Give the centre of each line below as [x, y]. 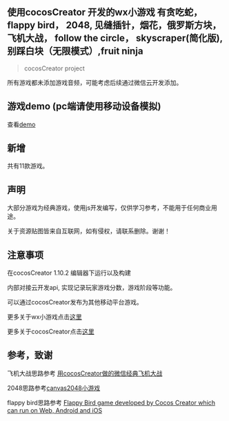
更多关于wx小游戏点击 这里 [45, 317]
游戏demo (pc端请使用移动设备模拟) [84, 107]
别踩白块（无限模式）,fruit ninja [75, 51]
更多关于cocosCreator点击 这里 [51, 332]
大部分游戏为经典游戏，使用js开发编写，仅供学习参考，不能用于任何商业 [109, 208]
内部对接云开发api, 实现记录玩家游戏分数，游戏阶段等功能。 [92, 288]
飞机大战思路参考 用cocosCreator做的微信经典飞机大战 [85, 373]
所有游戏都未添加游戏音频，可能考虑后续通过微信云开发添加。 [95, 82]
